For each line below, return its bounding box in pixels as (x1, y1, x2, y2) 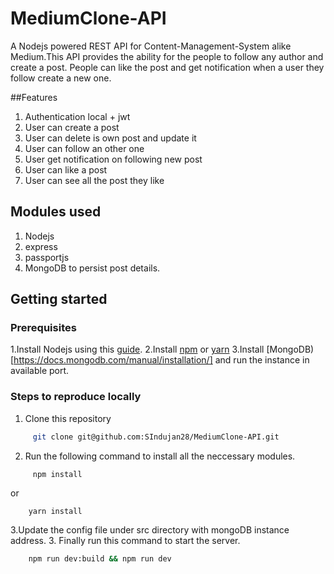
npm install (32, 469, 83, 479)
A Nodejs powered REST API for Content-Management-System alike (10, 40, 292, 52)
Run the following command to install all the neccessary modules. (24, 450, 296, 462)
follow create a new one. (10, 72, 112, 84)
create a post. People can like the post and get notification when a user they (10, 61, 325, 73)
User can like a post (24, 163, 108, 176)
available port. (10, 365, 70, 377)
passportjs (24, 251, 70, 263)
